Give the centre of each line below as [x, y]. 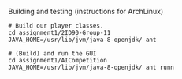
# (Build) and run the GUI [52, 54]
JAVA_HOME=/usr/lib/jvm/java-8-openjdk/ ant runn [91, 67]
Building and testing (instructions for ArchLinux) [86, 11]
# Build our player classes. [56, 26]
